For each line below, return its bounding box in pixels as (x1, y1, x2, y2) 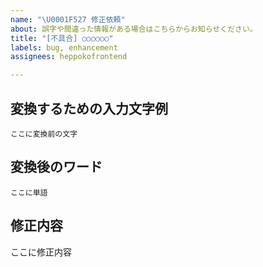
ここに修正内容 (10, 246, 72, 258)
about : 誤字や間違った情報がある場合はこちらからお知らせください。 (10, 24, 258, 34)
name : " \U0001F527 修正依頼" (10, 14, 126, 25)
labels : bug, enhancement (10, 42, 118, 53)
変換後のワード (10, 159, 103, 176)
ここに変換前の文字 (10, 129, 78, 139)
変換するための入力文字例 (10, 100, 168, 117)
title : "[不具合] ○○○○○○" (10, 33, 114, 43)
